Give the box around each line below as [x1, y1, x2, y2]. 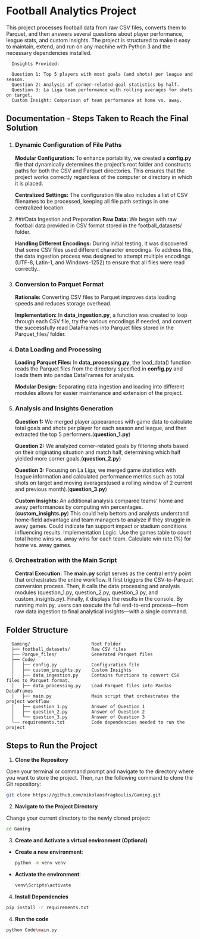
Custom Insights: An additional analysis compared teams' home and [14, 497, 184, 504]
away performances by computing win [14, 503, 110, 511]
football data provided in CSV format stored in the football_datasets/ [14, 222, 182, 229]
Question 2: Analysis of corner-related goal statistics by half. [11, 82, 180, 88]
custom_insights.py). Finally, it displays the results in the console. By [14, 595, 183, 602]
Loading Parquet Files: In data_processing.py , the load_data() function [14, 359, 191, 366]
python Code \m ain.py [6, 926, 58, 933]
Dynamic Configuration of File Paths [14, 141, 122, 149]
